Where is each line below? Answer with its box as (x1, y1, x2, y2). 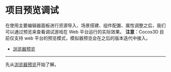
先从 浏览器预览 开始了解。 (5, 61, 59, 67)
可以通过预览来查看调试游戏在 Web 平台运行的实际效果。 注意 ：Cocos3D (5, 28, 159, 34)
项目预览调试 (5, 5, 60, 16)
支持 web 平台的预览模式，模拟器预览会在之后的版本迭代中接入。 (14, 35, 151, 41)
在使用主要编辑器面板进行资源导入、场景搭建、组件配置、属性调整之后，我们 (5, 22, 166, 28)
